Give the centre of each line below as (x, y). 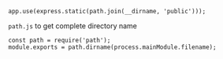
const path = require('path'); (59, 40)
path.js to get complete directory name (73, 26)
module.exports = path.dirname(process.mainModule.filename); (112, 47)
